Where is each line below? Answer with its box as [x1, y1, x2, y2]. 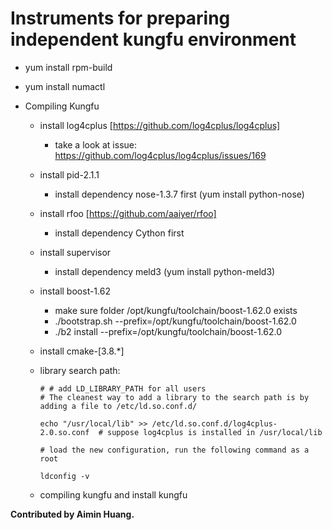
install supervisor [39, 246, 112, 258]
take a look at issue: [54, 138, 137, 151]
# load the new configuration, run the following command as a [39, 445, 310, 455]
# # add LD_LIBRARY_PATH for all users [39, 383, 207, 394]
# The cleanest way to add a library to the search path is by [39, 392, 310, 402]
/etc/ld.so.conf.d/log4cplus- [151, 418, 278, 429]
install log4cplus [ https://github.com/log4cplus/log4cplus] [39, 119, 281, 131]
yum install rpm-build [24, 61, 113, 73]
